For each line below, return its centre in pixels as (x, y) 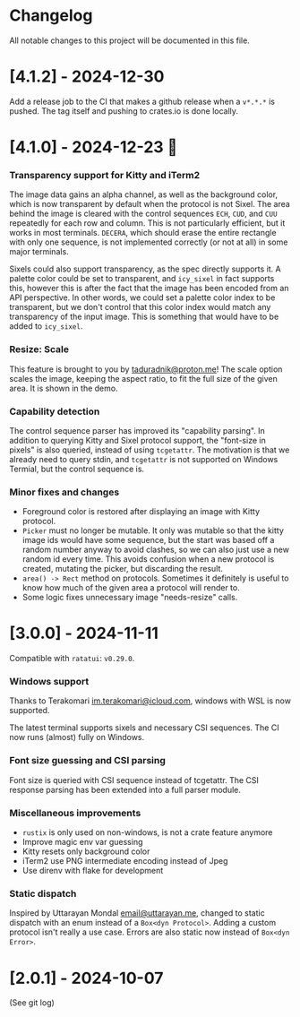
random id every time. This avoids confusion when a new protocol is (148, 559)
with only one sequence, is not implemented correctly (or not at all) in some (149, 242)
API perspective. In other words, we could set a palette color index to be (142, 297)
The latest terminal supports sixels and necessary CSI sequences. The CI (144, 728)
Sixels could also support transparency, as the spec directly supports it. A (145, 269)
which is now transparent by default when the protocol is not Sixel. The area (150, 204)
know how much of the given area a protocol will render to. (131, 588)
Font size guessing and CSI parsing (87, 761)
